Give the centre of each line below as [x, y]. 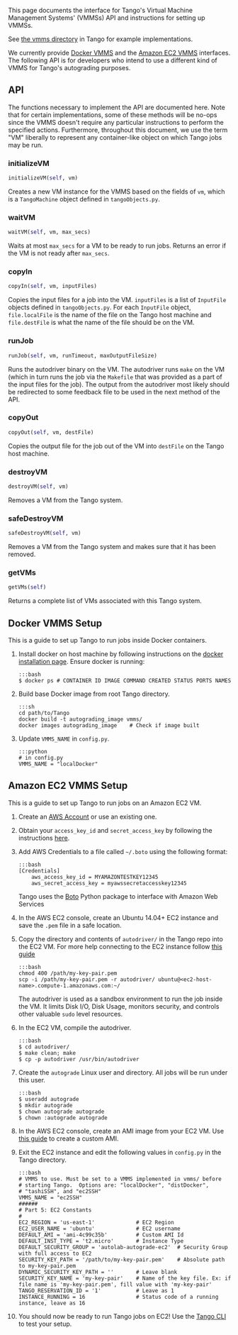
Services [31, 904]
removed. [22, 554]
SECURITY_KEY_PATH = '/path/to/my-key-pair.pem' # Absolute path [121, 1259]
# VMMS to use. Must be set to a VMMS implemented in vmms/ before [120, 1179]
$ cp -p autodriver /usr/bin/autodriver [79, 1059]
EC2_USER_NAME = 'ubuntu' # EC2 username [99, 1229]
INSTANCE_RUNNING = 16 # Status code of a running [118, 1297]
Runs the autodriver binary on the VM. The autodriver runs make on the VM [117, 369]
